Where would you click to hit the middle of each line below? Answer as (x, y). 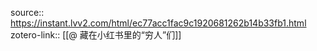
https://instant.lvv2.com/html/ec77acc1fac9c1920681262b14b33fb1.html (158, 23)
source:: (27, 12)
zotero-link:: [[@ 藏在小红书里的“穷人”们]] (96, 35)
